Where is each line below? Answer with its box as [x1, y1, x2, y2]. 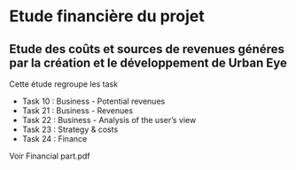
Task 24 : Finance [21, 134, 88, 143]
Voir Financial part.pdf [9, 151, 90, 161]
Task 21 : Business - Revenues [21, 105, 134, 116]
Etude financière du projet [9, 6, 206, 27]
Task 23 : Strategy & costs [21, 124, 119, 135]
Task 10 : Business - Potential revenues [21, 96, 166, 106]
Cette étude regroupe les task [9, 79, 118, 89]
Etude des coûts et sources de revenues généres [9, 42, 285, 57]
